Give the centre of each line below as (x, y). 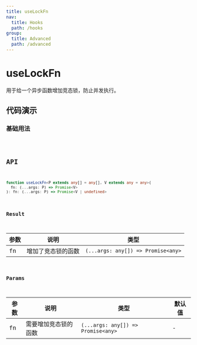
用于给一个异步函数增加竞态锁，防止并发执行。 (62, 90)
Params (16, 278)
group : (14, 33)
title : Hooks (27, 22)
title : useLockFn (27, 11)
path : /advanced (31, 45)
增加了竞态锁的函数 (53, 251)
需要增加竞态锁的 (49, 324)
